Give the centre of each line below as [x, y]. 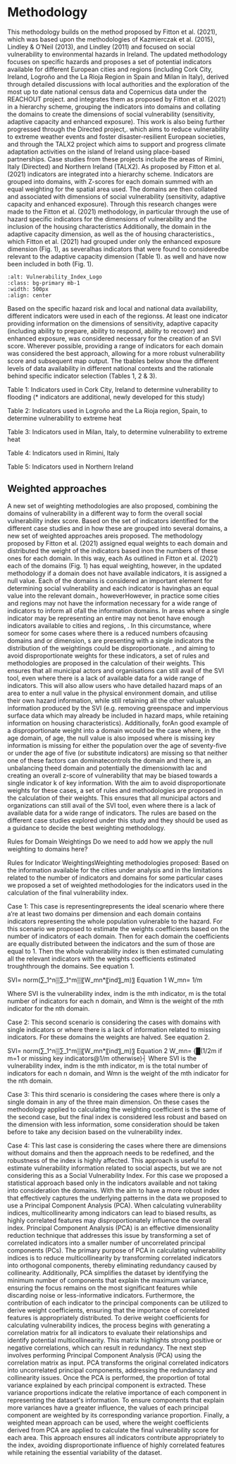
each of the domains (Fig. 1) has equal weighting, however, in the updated [114, 565]
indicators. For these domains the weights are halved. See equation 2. [108, 1037]
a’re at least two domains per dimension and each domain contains [105, 914]
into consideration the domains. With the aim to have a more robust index [113, 1190]
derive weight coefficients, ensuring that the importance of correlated [108, 1310]
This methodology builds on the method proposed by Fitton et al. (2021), [112, 32]
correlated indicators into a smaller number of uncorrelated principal [106, 1243]
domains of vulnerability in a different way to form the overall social [105, 513]
